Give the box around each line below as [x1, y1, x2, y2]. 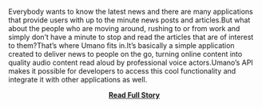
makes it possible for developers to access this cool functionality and [8, 66, 236, 75]
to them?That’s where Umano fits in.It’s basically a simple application [8, 41, 235, 50]
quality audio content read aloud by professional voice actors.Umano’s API [8, 58, 253, 67]
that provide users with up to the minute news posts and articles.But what [8, 15, 251, 25]
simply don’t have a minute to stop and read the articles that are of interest [8, 32, 254, 42]
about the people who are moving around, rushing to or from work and [8, 24, 240, 33]
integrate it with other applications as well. [8, 75, 148, 84]
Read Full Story [108, 90, 161, 99]
